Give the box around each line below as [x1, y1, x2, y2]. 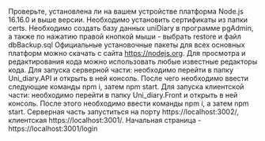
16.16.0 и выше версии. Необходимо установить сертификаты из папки [8, 15, 248, 24]
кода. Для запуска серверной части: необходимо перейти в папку [8, 65, 234, 74]
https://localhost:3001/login [8, 124, 98, 133]
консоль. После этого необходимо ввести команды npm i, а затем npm [8, 98, 249, 108]
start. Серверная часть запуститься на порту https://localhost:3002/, [8, 107, 239, 117]
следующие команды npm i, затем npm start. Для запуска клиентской [8, 82, 244, 91]
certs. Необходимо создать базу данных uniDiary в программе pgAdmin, [8, 24, 254, 32]
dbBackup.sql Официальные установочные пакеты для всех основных [8, 40, 245, 50]
